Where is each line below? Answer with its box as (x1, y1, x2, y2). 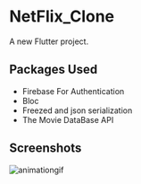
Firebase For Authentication (21, 85, 125, 96)
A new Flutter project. (9, 36, 89, 47)
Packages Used (9, 62, 98, 77)
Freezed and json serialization (21, 105, 133, 116)
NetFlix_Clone (9, 6, 115, 27)
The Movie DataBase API (21, 114, 114, 125)
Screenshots (9, 141, 82, 156)
